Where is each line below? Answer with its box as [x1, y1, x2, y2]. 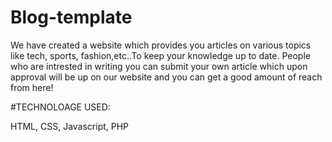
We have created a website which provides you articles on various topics [10, 39, 312, 51]
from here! [10, 81, 54, 93]
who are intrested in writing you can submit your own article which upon [10, 60, 308, 72]
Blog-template [10, 6, 133, 29]
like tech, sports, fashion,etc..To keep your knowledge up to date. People [10, 49, 311, 61]
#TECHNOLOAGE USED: [10, 101, 111, 113]
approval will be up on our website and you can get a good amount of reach [10, 71, 323, 83]
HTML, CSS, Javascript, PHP [10, 120, 130, 132]
